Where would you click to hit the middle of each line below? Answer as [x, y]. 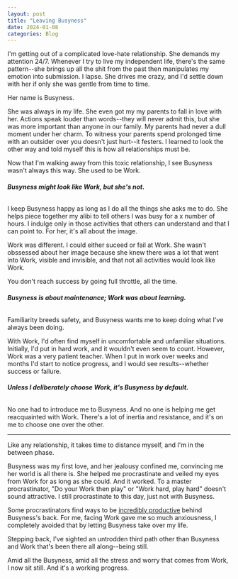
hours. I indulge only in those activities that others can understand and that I [119, 224]
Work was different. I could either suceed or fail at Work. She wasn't [107, 245]
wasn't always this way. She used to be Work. [74, 170]
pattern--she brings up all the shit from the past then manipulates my [108, 69]
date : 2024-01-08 [33, 27]
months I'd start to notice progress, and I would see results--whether [108, 363]
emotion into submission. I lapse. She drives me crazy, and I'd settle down [115, 77]
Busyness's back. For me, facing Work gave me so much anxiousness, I [112, 517]
